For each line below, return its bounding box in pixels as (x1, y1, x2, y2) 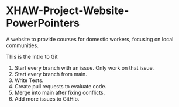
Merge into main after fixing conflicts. (14, 89, 105, 96)
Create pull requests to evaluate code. (14, 83, 107, 90)
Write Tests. (14, 77, 44, 84)
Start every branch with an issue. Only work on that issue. (14, 64, 154, 71)
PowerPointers (6, 16, 80, 30)
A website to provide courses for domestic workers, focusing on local (6, 35, 174, 42)
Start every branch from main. (14, 70, 88, 77)
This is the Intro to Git (6, 53, 58, 60)
